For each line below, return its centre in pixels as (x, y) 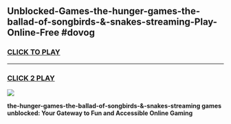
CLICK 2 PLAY (31, 78)
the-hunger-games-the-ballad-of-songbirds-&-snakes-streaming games (114, 106)
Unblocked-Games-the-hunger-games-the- (104, 11)
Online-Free (33, 33)
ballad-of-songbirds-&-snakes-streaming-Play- (112, 22)
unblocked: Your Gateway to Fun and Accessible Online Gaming (100, 113)
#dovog (78, 33)
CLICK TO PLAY (34, 52)
